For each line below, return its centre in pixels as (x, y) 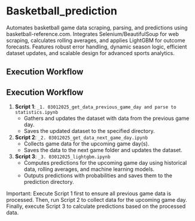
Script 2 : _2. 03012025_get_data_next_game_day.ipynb (81, 137)
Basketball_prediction (62, 11)
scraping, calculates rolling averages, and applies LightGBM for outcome (96, 40)
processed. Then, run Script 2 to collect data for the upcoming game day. (97, 200)
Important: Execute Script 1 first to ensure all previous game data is (89, 193)
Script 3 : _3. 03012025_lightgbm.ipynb (63, 156)
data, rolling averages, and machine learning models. (89, 169)
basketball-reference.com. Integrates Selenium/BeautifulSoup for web (93, 34)
